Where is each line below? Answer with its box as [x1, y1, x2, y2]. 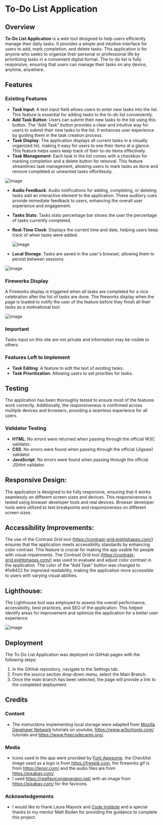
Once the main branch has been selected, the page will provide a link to [12, 676, 156, 682]
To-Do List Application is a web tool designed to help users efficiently [5, 36, 146, 41]
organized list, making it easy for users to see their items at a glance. [12, 143, 150, 148]
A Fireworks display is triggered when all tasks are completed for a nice [5, 288, 148, 294]
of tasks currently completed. [12, 217, 72, 223]
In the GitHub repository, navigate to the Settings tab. [12, 666, 119, 672]
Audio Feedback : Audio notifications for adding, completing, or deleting [12, 187, 157, 193]
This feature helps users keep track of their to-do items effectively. [12, 147, 146, 154]
